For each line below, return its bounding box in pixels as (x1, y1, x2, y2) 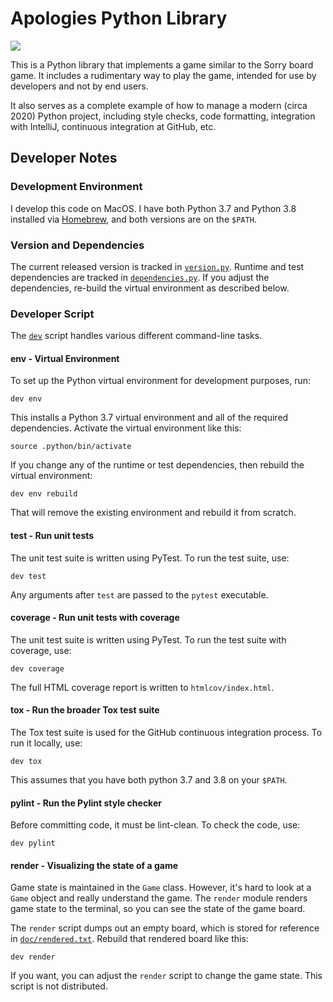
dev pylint (10, 838, 56, 849)
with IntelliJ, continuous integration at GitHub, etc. (10, 120, 217, 132)
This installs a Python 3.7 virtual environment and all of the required (10, 412, 289, 424)
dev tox (10, 757, 43, 767)
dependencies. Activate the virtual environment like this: (10, 422, 242, 434)
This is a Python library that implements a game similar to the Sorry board (10, 58, 314, 71)
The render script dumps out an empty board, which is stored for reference (10, 922, 320, 934)
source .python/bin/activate (10, 442, 132, 452)
